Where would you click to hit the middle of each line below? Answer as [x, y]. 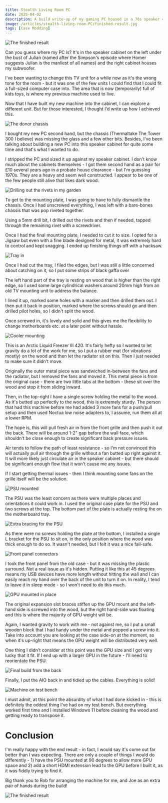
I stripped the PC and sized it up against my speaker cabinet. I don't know [81, 159]
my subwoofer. [20, 68]
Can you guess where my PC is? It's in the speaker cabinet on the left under [83, 52]
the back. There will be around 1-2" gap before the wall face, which [74, 433]
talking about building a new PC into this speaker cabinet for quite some [79, 144]
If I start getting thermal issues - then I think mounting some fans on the [79, 473]
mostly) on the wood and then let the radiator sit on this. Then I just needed [83, 356]
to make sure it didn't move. [34, 361]
